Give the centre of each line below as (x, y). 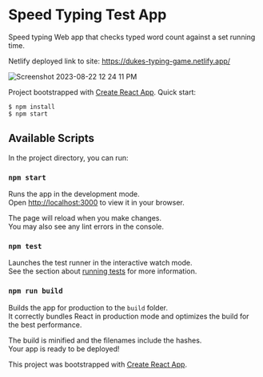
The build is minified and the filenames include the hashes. (105, 340)
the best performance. (45, 324)
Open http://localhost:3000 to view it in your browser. (97, 203)
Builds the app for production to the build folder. (88, 307)
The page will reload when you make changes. (85, 218)
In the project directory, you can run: (68, 157)
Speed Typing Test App (88, 15)
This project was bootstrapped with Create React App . (98, 364)
